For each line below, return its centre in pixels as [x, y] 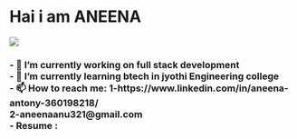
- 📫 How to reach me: [58, 88]
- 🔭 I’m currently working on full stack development [125, 65]
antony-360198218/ [54, 103]
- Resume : [34, 125]
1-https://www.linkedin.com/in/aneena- [198, 88]
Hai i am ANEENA [76, 17]
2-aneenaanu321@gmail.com [76, 114]
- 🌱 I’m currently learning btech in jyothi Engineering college [144, 76]
